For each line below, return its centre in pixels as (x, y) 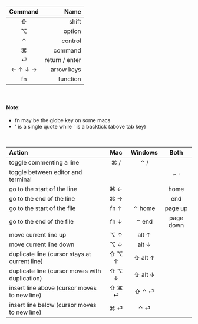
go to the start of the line (43, 189)
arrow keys (66, 69)
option (72, 31)
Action (19, 153)
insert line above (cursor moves (53, 288)
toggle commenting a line (44, 163)
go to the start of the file (42, 208)
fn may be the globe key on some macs (62, 120)
